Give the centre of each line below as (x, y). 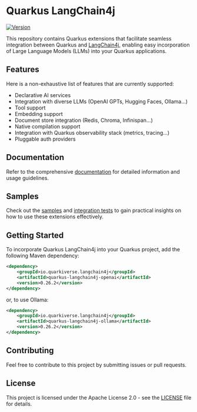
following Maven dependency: (43, 256)
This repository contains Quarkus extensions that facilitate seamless (89, 38)
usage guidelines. (27, 178)
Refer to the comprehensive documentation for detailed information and (93, 171)
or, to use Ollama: (27, 300)
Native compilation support (47, 126)
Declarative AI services (43, 95)
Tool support (30, 108)
